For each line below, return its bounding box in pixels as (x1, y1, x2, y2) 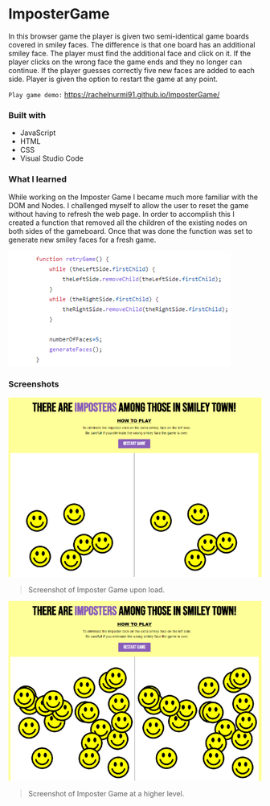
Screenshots (8, 378, 59, 390)
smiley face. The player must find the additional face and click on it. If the (8, 48, 252, 58)
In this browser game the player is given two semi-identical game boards (8, 31, 249, 41)
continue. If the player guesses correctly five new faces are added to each (8, 65, 255, 75)
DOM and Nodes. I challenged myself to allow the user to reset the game (8, 200, 249, 210)
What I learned (8, 174, 67, 185)
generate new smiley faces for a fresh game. (8, 235, 157, 244)
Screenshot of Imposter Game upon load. (27, 585, 166, 595)
